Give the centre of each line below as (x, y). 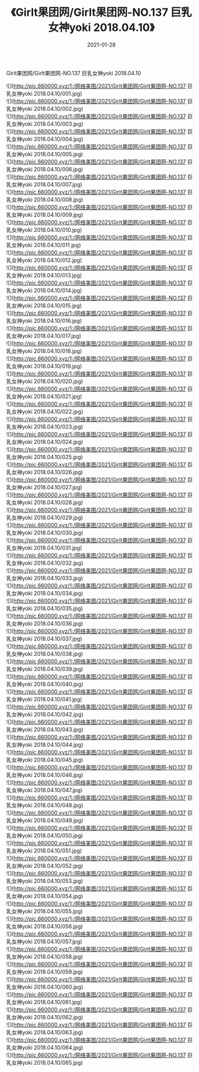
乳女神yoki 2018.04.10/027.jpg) (44, 487)
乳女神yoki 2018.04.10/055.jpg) (45, 911)
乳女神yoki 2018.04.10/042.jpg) (45, 714)
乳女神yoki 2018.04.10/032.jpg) (45, 563)
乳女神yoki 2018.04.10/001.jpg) (44, 93)
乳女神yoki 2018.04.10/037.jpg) (44, 638)
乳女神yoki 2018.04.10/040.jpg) (45, 684)
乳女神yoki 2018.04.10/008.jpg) (45, 199)
